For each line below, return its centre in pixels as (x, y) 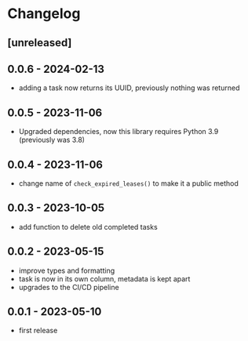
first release (38, 331)
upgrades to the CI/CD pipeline (69, 287)
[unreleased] (40, 43)
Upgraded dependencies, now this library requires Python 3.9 (119, 132)
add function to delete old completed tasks (88, 227)
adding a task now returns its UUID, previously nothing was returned (129, 88)
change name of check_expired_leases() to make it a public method (128, 183)
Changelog (44, 14)
